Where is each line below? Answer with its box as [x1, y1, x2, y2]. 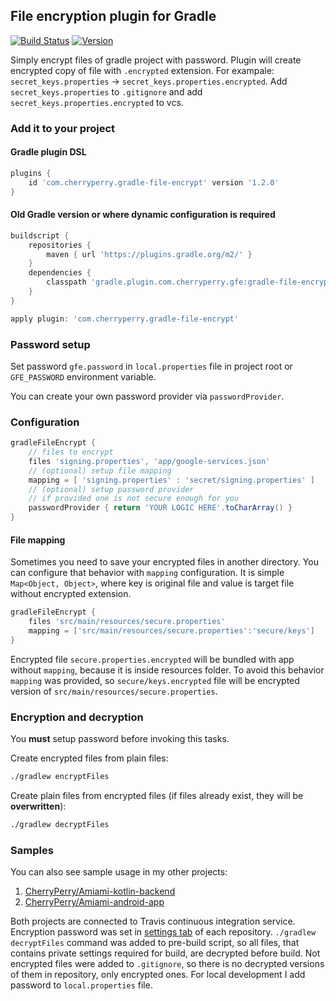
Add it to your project [10, 121, 116, 135]
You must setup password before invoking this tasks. [10, 733, 230, 745]
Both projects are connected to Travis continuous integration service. [10, 915, 296, 928]
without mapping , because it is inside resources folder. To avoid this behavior [10, 664, 325, 676]
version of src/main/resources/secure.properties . [10, 685, 218, 697]
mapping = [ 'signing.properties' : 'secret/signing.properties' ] [28, 475, 315, 485]
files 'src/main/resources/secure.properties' [28, 617, 226, 627]
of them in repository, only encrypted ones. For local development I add [10, 969, 306, 981]
